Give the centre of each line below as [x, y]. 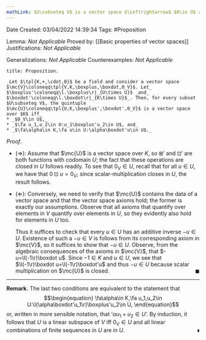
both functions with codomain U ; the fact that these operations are [99, 159]
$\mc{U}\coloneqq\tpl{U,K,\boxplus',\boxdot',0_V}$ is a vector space [98, 108]
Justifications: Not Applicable [44, 48]
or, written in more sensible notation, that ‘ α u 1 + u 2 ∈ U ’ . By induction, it [97, 315]
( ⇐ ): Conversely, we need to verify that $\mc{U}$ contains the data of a [106, 194]
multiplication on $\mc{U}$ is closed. [62, 271]
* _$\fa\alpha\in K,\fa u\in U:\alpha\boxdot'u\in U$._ [79, 130]
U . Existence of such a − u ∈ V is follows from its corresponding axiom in [107, 238]
